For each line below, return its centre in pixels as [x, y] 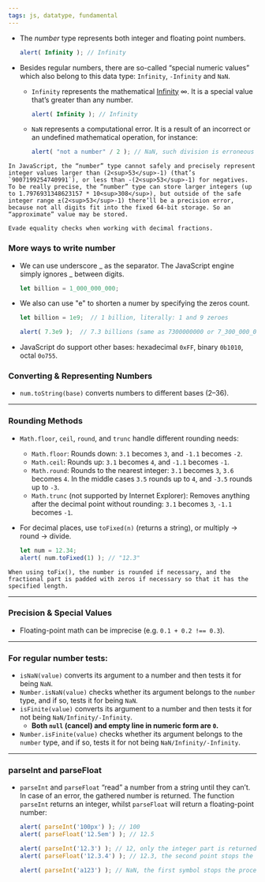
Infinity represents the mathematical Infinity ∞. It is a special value [142, 91]
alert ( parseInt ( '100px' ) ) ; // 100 [80, 827]
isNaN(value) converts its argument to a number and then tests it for [131, 675]
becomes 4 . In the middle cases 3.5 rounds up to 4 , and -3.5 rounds [142, 479]
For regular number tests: [58, 658]
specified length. [38, 586]
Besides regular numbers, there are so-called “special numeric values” [134, 67]
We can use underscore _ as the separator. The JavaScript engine [127, 265]
